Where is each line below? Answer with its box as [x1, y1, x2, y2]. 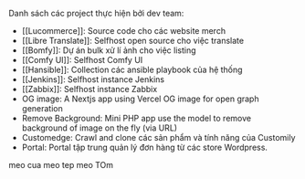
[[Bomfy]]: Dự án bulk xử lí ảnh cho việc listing [21, 45, 196, 56]
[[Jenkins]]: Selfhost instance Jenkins [21, 74, 165, 85]
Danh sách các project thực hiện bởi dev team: [8, 8, 184, 18]
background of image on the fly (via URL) [21, 122, 178, 133]
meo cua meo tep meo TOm [8, 160, 114, 170]
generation [21, 103, 63, 113]
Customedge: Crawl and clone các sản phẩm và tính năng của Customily [21, 132, 296, 142]
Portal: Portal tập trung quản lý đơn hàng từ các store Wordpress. [21, 142, 268, 153]
